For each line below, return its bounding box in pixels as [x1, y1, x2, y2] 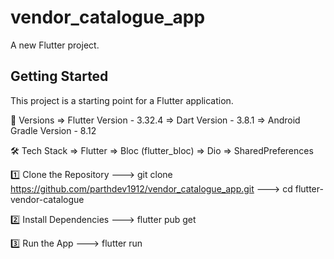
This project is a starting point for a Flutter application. [10, 94, 234, 106]
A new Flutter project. [10, 39, 100, 51]
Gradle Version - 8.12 [10, 124, 97, 136]
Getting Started [10, 68, 109, 85]
